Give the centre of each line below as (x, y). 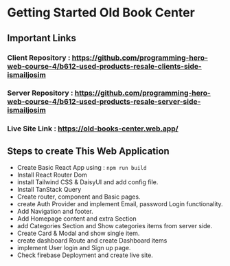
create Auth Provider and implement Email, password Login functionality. (120, 204)
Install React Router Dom (52, 175)
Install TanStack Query (49, 190)
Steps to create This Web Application (88, 151)
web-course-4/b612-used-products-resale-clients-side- (105, 66)
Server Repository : (40, 93)
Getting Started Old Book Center (101, 13)
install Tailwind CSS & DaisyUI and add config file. (88, 182)
